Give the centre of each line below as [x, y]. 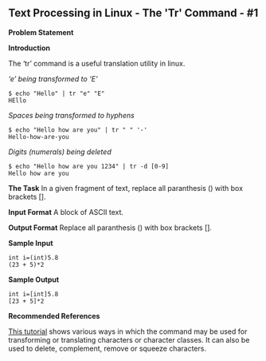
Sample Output [34, 280]
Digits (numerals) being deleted [60, 152]
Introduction [29, 48]
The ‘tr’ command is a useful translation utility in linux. [97, 63]
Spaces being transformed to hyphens [72, 115]
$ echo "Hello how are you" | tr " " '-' [78, 130]
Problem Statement [41, 32]
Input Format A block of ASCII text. [66, 212]
